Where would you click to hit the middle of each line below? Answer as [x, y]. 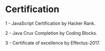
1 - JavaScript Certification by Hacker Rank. [50, 23]
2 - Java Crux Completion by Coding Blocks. [51, 33]
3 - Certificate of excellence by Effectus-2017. [53, 43]
